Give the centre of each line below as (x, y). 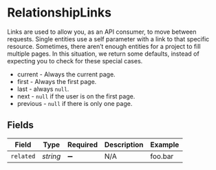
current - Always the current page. (66, 74)
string (52, 156)
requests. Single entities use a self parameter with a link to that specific (108, 39)
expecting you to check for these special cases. (75, 61)
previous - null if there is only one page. (75, 103)
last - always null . (43, 89)
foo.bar (162, 156)
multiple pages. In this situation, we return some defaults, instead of (103, 54)
